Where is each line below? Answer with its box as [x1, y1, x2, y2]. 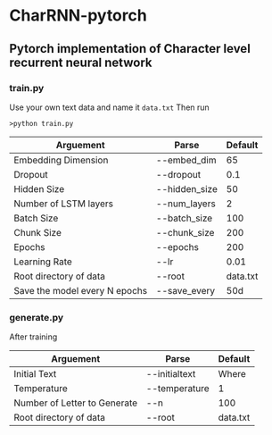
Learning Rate [13, 255, 73, 268]
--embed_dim [155, 154, 217, 166]
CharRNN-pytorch [9, 5, 147, 26]
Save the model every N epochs [13, 284, 148, 297]
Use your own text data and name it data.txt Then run [9, 102, 210, 113]
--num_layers [155, 197, 216, 210]
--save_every [155, 284, 216, 297]
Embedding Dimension [13, 154, 109, 166]
